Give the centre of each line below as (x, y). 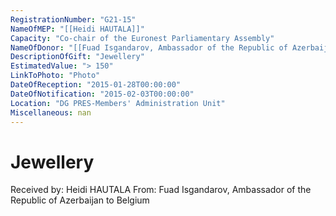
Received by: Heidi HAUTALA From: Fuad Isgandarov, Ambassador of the (161, 190)
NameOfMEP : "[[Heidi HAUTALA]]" (77, 29)
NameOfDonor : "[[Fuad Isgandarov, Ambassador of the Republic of (149, 47)
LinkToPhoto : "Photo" (55, 76)
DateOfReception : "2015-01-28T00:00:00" (96, 85)
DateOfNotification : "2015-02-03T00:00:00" (102, 94)
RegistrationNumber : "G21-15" (73, 19)
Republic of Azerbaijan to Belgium (80, 200)
